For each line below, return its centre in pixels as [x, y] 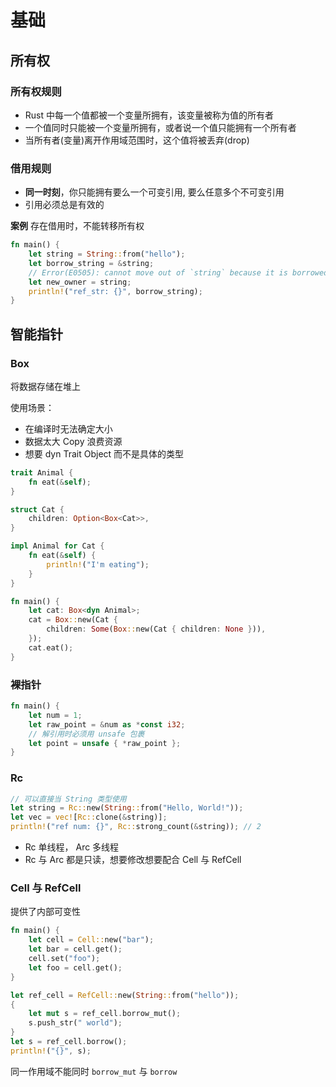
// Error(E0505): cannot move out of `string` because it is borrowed [178, 272]
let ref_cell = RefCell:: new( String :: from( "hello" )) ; [125, 995]
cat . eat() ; [51, 647]
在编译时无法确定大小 [68, 428]
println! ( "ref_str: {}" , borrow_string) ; [115, 291]
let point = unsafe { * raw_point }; [105, 743]
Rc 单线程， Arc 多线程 [72, 847]
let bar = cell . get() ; [75, 949]
